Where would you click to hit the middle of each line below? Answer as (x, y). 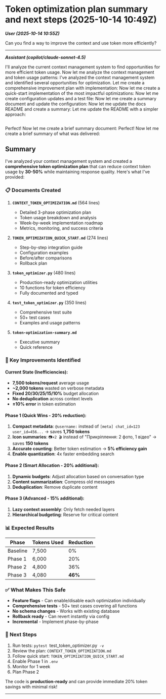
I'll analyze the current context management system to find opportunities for (83, 67)
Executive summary (40, 342)
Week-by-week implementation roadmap (61, 223)
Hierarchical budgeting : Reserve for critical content (65, 514)
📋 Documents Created (33, 190)
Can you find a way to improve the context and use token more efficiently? (81, 43)
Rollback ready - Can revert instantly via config (61, 617)
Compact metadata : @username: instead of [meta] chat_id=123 (76, 426)
